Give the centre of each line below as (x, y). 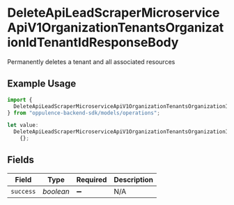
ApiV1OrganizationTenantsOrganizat (116, 28)
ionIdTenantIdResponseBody (93, 43)
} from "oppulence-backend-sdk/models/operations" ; (84, 113)
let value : (23, 126)
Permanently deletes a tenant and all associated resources (91, 61)
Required (92, 179)
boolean (56, 191)
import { (20, 100)
